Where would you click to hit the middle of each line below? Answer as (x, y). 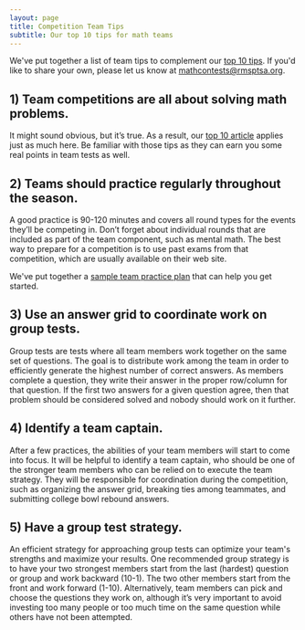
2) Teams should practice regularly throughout (145, 184)
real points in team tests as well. (70, 155)
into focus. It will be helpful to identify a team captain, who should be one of (152, 460)
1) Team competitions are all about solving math (148, 99)
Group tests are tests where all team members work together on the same (148, 351)
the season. (44, 198)
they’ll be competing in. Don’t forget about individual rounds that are (138, 230)
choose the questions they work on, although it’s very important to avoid (146, 598)
